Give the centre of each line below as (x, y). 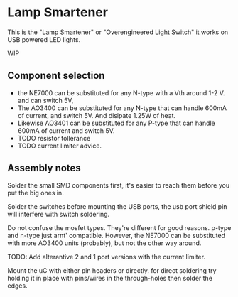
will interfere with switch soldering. (59, 214)
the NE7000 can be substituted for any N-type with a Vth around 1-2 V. (121, 92)
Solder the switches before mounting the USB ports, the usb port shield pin (117, 206)
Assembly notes (44, 168)
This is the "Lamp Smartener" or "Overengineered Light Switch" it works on (118, 32)
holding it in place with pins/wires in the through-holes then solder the (110, 278)
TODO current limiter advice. (59, 146)
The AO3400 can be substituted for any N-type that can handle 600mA (122, 108)
